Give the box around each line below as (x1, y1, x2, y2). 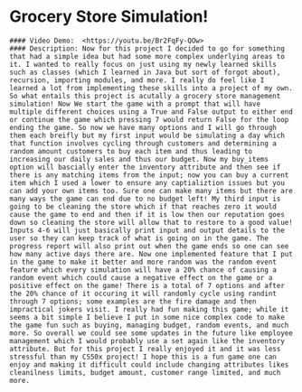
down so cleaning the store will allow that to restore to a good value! (9, 218, 294, 227)
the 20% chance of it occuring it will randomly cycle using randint (9, 289, 278, 298)
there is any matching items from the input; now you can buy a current (9, 170, 289, 180)
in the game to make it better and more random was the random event (9, 257, 278, 266)
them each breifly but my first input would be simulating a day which (9, 131, 285, 140)
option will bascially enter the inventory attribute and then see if (9, 163, 281, 172)
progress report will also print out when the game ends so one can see (9, 241, 289, 250)
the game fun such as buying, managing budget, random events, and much (9, 321, 289, 330)
